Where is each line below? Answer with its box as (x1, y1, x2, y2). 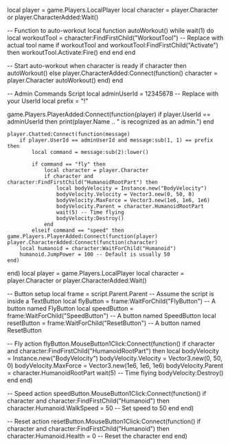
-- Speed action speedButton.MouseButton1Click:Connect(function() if (7, 390, 207, 397)
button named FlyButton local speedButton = (7, 304, 134, 312)
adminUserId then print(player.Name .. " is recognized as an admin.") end (7, 118, 214, 126)
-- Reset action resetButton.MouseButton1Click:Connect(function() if (7, 417, 201, 425)
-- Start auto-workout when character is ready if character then (7, 62, 187, 69)
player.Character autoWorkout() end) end (7, 76, 124, 85)
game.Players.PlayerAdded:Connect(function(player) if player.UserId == (7, 110, 211, 118)
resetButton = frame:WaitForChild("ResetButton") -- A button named (7, 319, 200, 327)
